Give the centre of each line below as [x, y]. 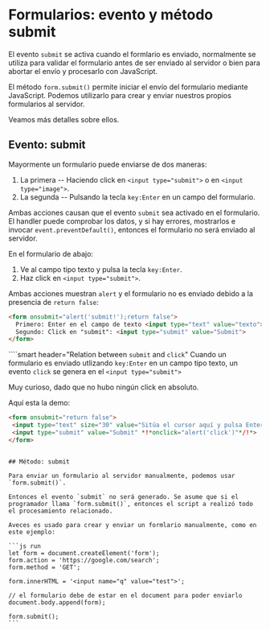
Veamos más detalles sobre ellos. [64, 119]
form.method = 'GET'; [45, 567]
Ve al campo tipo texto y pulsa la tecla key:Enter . [101, 269]
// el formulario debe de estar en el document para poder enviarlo [125, 595]
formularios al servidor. [47, 104]
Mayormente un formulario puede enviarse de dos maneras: [108, 164]
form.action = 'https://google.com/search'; [84, 560]
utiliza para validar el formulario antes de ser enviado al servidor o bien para [135, 63]
